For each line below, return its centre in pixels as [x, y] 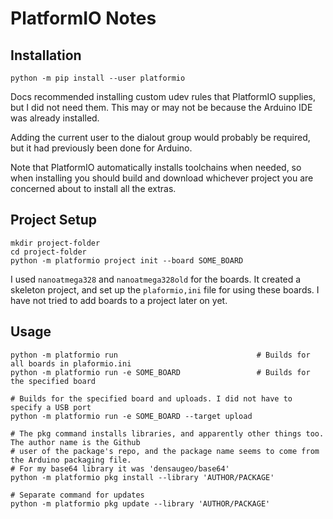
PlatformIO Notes [83, 18]
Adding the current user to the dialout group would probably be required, [160, 137]
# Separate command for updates [77, 495]
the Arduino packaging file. [71, 460]
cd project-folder [48, 252]
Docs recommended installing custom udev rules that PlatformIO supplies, [163, 96]
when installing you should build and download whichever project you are [162, 178]
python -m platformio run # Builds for [160, 355]
